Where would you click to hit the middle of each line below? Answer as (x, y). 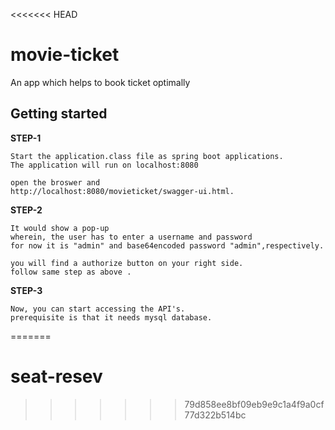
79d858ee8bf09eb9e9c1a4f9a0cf (254, 404)
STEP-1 (26, 138)
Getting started (59, 114)
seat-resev (56, 376)
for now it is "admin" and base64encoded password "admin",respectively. (167, 245)
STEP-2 (26, 210)
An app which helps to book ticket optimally (100, 82)
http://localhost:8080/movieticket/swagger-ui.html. (122, 191)
